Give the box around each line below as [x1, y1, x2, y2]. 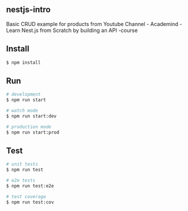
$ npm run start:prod [6, 129, 60, 135]
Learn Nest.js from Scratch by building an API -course [6, 27, 138, 34]
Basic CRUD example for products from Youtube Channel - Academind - [6, 20, 182, 27]
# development [6, 92, 41, 98]
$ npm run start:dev [6, 113, 57, 119]
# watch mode [6, 108, 38, 114]
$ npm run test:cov [6, 199, 54, 205]
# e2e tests [6, 177, 35, 184]
